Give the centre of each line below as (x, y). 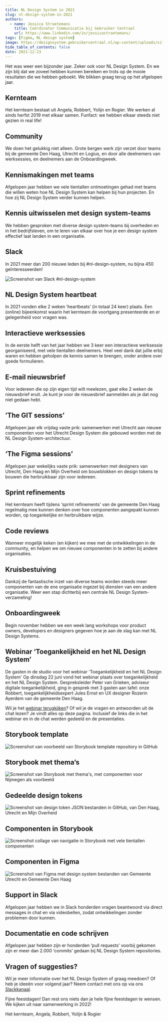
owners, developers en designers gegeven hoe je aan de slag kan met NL (81, 630)
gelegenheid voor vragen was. (36, 317)
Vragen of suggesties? (41, 967)
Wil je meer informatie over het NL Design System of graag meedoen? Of (80, 979)
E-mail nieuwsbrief (35, 377)
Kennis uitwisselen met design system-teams (78, 213)
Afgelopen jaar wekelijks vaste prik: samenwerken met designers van (76, 466)
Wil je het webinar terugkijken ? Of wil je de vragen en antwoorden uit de (79, 708)
